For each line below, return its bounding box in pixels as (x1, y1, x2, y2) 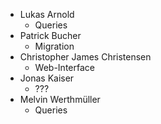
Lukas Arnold (19, 9, 75, 20)
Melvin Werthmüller (19, 94, 101, 105)
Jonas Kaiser (19, 72, 75, 84)
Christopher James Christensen (19, 51, 152, 63)
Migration (34, 40, 75, 52)
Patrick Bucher (19, 30, 82, 41)
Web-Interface (34, 62, 95, 73)
